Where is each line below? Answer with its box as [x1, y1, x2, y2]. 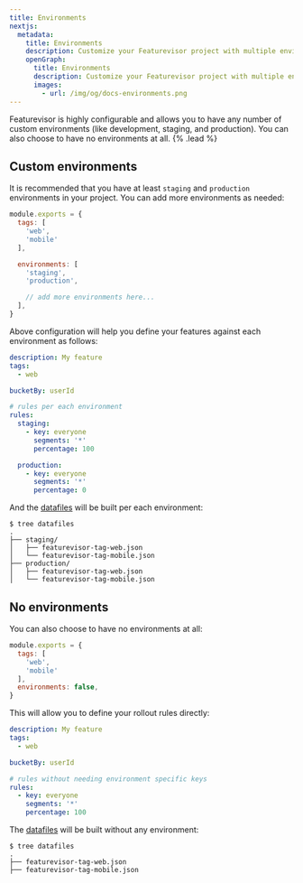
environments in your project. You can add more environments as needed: [9, 192, 285, 203]
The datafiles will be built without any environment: [9, 824, 199, 835]
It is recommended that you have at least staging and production [9, 182, 251, 194]
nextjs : [9, 22, 39, 31]
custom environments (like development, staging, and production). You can [9, 123, 289, 134]
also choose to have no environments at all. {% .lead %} [9, 133, 218, 144]
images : [32, 80, 63, 89]
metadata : [17, 30, 54, 39]
